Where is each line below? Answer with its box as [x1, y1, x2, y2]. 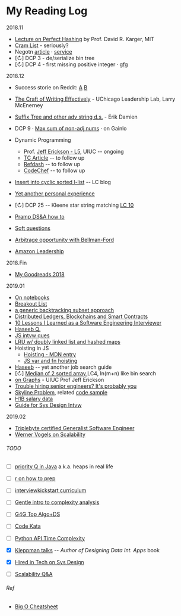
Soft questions [14, 225, 50, 232]
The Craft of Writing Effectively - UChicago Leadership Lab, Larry [14, 95, 176, 102]
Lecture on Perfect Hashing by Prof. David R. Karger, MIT [14, 35, 154, 42]
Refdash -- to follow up [23, 160, 81, 167]
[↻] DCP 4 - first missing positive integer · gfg [14, 61, 128, 68]
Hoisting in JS [14, 344, 49, 351]
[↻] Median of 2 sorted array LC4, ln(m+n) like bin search [14, 369, 156, 377]
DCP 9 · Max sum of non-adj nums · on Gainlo [14, 125, 127, 132]
